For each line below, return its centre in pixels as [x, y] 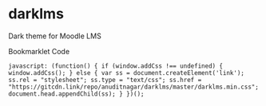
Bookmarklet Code [39, 51]
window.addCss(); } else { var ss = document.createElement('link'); [127, 73]
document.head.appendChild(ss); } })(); [77, 94]
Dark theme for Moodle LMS [55, 36]
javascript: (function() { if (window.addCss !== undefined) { [116, 66]
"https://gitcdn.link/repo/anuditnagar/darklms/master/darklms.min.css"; [134, 87]
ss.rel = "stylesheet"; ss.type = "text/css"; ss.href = [105, 80]
